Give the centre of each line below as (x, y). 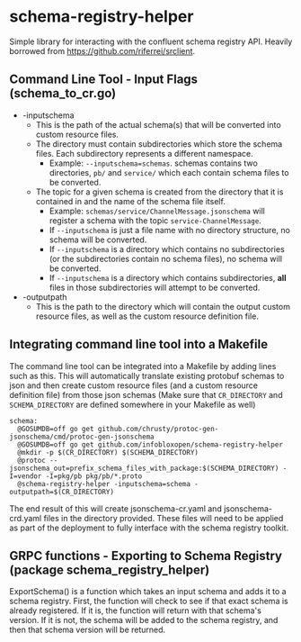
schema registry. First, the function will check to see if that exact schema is (149, 601)
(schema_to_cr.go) (63, 93)
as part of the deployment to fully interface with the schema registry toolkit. (149, 528)
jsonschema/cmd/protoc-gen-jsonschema (82, 437)
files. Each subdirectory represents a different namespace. (144, 153)
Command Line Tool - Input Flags (104, 80)
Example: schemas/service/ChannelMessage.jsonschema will (157, 211)
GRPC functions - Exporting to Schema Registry (146, 556)
